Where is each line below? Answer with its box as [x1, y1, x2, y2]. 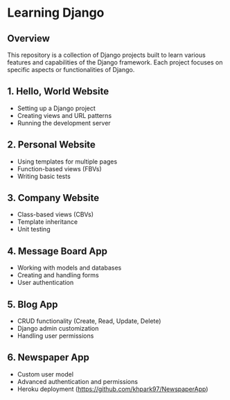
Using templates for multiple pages [17, 157, 118, 166]
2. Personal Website [7, 139, 96, 150]
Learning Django [7, 5, 105, 21]
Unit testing [17, 225, 51, 234]
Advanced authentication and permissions [17, 377, 139, 385]
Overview [7, 33, 51, 44]
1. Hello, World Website [7, 85, 109, 98]
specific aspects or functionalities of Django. [7, 66, 135, 73]
